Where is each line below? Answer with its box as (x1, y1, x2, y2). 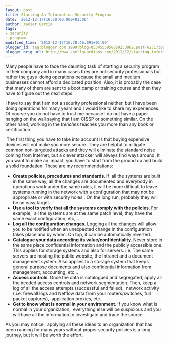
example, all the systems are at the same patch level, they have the (12, 210, 153, 216)
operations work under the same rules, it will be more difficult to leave (12, 183, 157, 189)
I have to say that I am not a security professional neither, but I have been (5, 100, 157, 106)
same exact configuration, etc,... (12, 215, 79, 221)
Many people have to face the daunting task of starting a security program (5, 63, 159, 69)
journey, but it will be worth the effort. (5, 332, 83, 338)
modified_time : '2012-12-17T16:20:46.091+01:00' (5, 40, 109, 45)
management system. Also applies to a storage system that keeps (12, 258, 149, 264)
